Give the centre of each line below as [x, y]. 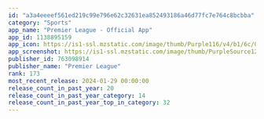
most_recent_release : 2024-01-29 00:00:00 [79, 81]
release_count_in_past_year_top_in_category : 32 [89, 103]
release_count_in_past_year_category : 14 [77, 96]
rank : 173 [24, 74]
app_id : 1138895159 [40, 37]
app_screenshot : [35, 52]
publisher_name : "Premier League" [65, 67]
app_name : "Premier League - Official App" [81, 30]
